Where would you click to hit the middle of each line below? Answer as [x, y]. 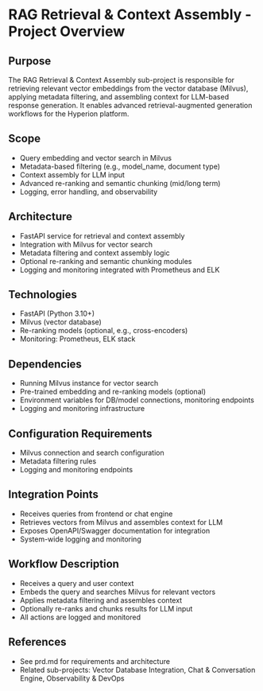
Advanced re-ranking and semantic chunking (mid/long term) [120, 183]
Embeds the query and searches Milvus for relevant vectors [118, 592]
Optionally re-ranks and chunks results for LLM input [106, 608]
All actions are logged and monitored [80, 617]
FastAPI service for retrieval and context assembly [102, 235]
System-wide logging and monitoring [80, 539]
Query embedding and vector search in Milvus [96, 157]
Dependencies [45, 364]
